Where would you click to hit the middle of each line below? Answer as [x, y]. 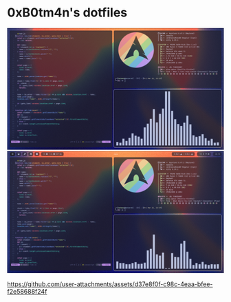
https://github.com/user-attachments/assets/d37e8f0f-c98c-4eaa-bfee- [110, 284]
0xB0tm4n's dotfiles [67, 13]
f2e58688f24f [27, 291]
